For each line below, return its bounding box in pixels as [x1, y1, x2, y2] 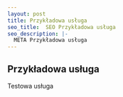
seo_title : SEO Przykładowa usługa [7, 23, 116, 30]
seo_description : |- [7, 30, 69, 38]
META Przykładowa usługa [14, 37, 87, 44]
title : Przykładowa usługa [7, 17, 87, 24]
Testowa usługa [7, 81, 54, 90]
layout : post [7, 10, 46, 18]
